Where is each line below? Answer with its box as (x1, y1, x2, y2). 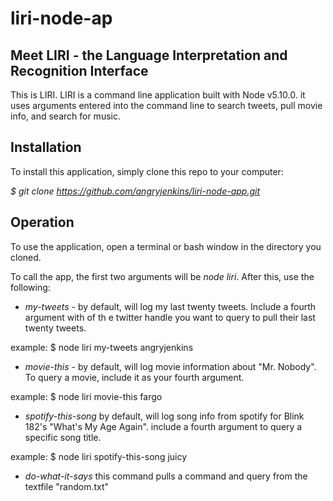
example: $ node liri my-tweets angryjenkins (10, 341, 194, 353)
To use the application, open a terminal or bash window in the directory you (10, 240, 322, 252)
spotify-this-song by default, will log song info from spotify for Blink (24, 410, 305, 422)
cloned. (10, 251, 42, 263)
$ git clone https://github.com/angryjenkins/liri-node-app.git (10, 185, 261, 197)
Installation (10, 139, 82, 156)
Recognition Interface (10, 62, 149, 79)
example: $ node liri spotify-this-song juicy (10, 450, 188, 462)
